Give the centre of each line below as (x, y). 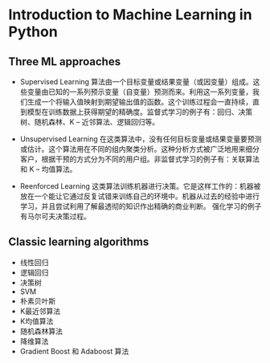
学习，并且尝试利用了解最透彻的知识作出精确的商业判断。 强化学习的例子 (141, 206)
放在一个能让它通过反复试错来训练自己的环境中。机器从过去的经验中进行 (139, 196)
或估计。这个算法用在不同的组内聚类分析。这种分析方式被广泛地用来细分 (139, 149)
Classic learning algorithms (79, 242)
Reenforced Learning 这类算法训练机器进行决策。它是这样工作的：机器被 (140, 186)
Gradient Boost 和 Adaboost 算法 (74, 351)
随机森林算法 (41, 331)
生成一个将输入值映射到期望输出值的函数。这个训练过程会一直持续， (140, 102)
